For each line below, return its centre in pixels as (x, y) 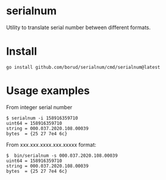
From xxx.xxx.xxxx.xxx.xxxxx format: (51, 144)
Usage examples (48, 91)
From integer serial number (39, 107)
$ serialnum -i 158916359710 (42, 118)
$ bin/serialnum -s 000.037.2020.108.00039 (62, 156)
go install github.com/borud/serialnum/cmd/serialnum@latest (83, 67)
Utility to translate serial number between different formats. (79, 27)
